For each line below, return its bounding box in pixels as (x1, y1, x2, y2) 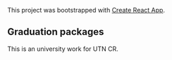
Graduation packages (7, 26, 104, 38)
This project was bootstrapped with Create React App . (7, 6, 166, 14)
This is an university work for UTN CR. (7, 45, 118, 53)
